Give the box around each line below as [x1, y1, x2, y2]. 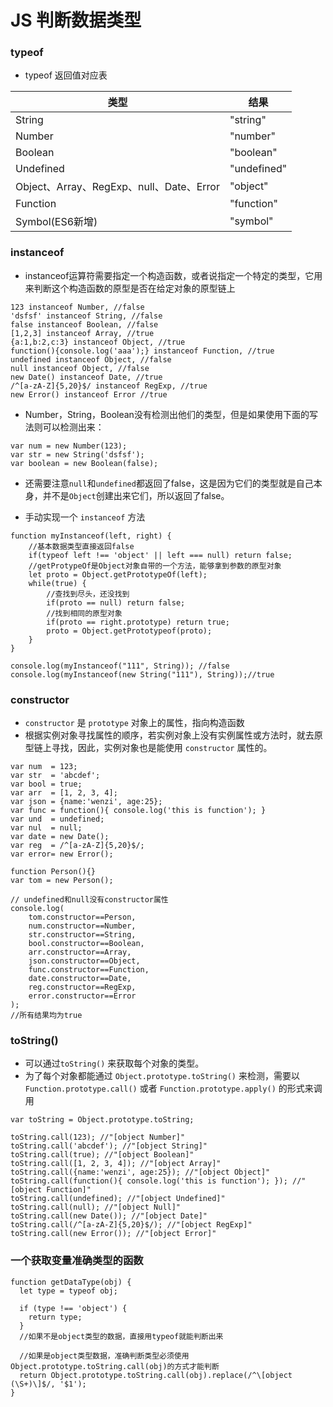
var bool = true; [10, 779, 83, 790]
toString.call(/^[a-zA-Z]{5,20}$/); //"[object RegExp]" [10, 1220, 253, 1230]
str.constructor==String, [28, 930, 137, 940]
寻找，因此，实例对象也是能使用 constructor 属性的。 [51, 742, 273, 754]
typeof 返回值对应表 [24, 69, 108, 81]
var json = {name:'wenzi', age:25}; [10, 797, 163, 807]
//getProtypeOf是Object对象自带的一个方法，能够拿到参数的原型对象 [28, 561, 282, 571]
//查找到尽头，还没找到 [46, 589, 130, 599]
